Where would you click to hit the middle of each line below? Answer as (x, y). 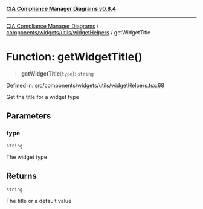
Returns (22, 176)
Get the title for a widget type (43, 97)
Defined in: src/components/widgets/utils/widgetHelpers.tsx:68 (85, 85)
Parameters (29, 116)
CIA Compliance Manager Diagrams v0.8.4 (61, 9)
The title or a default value (39, 201)
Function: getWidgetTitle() (74, 57)
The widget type (27, 157)
